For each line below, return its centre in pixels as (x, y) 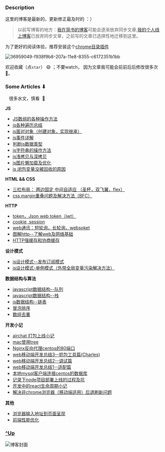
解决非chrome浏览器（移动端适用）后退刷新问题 (62, 392)
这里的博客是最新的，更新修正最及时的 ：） (50, 19)
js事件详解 (23, 138)
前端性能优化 (26, 420)
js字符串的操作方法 (32, 150)
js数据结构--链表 (29, 302)
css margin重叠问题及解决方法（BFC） (52, 195)
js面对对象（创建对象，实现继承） (47, 131)
